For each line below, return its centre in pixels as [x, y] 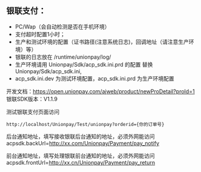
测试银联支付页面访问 [33, 111]
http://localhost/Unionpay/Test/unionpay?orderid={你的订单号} [85, 124]
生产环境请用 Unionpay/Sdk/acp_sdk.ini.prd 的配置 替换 [84, 64]
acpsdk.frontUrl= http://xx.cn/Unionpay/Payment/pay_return [81, 162]
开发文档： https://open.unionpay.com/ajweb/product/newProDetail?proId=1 [100, 91]
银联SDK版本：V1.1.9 [32, 99]
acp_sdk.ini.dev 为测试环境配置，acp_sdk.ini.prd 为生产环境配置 [94, 78]
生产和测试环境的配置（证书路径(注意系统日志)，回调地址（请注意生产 [102, 42]
